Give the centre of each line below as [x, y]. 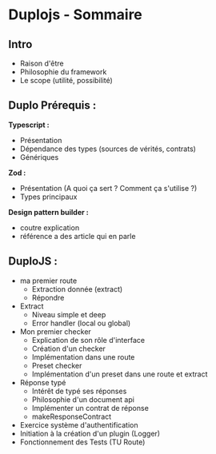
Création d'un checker [69, 348]
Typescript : [29, 125]
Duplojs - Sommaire [75, 15]
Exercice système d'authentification [79, 424]
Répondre [48, 297]
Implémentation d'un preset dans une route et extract [120, 374]
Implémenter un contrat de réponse [90, 408]
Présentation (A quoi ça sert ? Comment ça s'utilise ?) [108, 188]
